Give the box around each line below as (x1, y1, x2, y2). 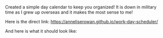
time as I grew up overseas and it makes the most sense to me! (5, 9, 133, 15)
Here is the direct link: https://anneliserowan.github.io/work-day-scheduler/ (5, 19, 159, 24)
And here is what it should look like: (5, 28, 77, 34)
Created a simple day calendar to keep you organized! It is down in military (5, 4, 157, 10)
